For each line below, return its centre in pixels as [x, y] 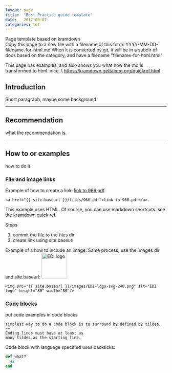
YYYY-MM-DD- [142, 45]
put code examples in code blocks [41, 315]
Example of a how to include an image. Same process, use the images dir [83, 250]
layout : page [19, 10]
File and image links [30, 179]
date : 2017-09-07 [26, 20]
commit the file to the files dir [44, 235]
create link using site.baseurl [43, 240]
